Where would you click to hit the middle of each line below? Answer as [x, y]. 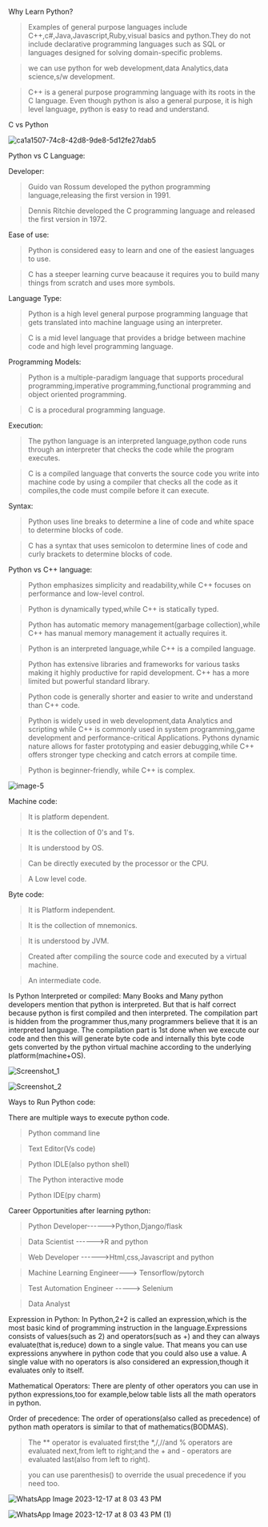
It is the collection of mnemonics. [82, 925]
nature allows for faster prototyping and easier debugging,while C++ [141, 746]
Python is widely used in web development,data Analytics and [130, 721]
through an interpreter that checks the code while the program [131, 449]
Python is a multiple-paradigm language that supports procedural [136, 377]
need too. [44, 1483]
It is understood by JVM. [68, 941]
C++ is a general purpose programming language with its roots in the [142, 92]
